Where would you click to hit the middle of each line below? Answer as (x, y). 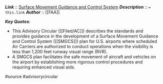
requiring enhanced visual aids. (44, 67)
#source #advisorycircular (31, 76)
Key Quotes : (18, 22)
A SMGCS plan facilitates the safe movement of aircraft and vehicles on (84, 57)
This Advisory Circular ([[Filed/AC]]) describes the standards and (78, 31)
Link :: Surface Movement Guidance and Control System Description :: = (78, 7)
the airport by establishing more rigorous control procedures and (77, 62)
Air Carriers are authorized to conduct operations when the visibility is (82, 46)
